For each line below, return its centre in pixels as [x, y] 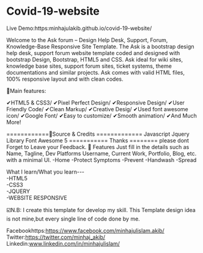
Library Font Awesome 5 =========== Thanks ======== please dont [98, 140]
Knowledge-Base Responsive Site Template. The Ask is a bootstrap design [100, 46]
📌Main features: [26, 90]
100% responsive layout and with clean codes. [65, 79]
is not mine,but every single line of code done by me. [73, 219]
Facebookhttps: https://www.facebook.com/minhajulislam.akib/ [86, 230]
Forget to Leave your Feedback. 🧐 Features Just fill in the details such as [98, 147]
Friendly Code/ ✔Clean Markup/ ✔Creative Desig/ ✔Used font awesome [97, 109]
